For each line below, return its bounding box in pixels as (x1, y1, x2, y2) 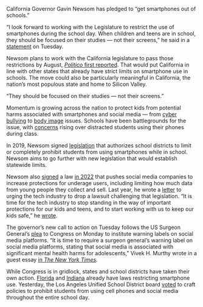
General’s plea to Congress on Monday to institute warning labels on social (6, 230, 193, 237)
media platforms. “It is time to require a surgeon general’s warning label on (6, 237, 193, 244)
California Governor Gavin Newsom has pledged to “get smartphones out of (6, 5, 196, 12)
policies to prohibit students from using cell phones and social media (6, 288, 179, 294)
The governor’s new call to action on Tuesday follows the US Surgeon (6, 224, 181, 231)
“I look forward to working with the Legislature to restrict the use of (6, 24, 174, 30)
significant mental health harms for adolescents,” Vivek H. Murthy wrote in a (6, 250, 198, 256)
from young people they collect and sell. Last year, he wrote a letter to (6, 186, 182, 193)
